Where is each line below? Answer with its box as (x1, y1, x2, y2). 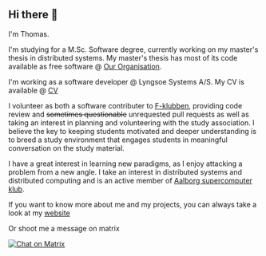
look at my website (8, 208, 70, 218)
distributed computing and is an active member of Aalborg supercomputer (8, 175, 253, 185)
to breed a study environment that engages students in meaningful (8, 135, 228, 144)
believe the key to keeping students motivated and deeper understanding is (8, 126, 257, 136)
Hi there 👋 (8, 8, 58, 22)
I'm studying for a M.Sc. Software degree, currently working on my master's (8, 45, 259, 54)
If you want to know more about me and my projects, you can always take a (8, 199, 257, 209)
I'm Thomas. (8, 29, 50, 38)
